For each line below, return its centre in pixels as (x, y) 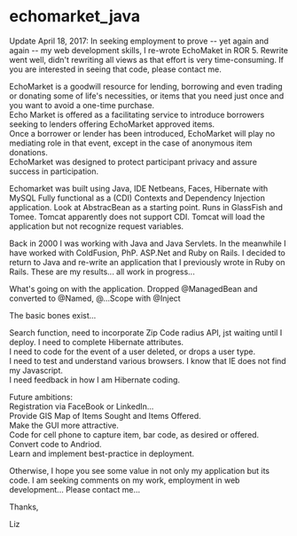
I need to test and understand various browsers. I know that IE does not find (148, 360)
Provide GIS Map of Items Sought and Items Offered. (105, 415)
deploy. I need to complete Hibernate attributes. (97, 342)
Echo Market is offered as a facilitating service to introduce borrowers (137, 114)
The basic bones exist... (53, 315)
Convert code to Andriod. (55, 444)
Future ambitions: (41, 397)
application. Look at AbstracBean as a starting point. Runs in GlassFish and (146, 207)
